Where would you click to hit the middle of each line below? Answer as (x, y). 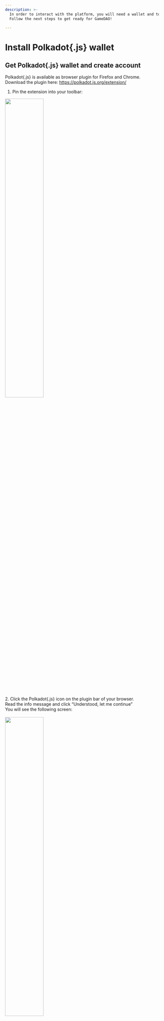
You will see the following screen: (39, 710)
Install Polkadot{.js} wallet (60, 47)
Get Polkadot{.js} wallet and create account (73, 65)
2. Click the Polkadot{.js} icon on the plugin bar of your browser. (70, 699)
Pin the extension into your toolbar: (47, 92)
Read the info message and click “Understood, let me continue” (69, 704)
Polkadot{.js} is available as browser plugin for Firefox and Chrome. (73, 77)
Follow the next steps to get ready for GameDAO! (61, 19)
